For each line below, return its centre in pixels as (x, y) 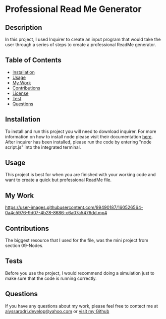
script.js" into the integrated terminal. (43, 147)
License (20, 93)
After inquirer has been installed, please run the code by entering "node (79, 142)
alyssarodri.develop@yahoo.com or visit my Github (57, 311)
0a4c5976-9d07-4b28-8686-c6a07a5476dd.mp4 (56, 213)
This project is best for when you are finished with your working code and (81, 175)
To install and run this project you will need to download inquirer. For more (81, 131)
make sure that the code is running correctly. (51, 278)
